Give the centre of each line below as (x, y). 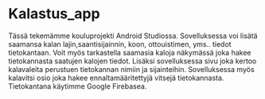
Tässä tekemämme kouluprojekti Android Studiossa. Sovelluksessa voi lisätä (133, 36)
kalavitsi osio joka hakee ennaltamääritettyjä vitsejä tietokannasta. (116, 78)
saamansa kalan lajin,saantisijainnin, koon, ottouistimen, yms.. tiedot (120, 44)
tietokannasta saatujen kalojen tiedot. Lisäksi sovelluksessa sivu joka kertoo (132, 61)
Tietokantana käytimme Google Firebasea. (78, 86)
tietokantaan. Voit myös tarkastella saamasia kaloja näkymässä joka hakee (130, 52)
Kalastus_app (55, 14)
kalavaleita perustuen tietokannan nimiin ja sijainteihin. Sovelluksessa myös (131, 69)
